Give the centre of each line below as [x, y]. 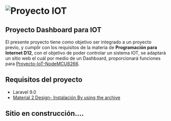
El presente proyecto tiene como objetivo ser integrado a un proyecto [79, 42]
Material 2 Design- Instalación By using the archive [66, 98]
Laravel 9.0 [25, 92]
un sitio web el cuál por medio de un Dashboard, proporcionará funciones [83, 58]
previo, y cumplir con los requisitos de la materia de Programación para [81, 47]
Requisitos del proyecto [44, 80]
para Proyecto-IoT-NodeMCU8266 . [42, 64]
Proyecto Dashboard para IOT [54, 30]
